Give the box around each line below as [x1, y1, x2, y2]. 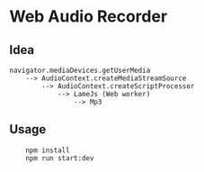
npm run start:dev [25, 153, 94, 163]
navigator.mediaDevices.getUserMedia [9, 66, 151, 75]
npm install [25, 146, 70, 155]
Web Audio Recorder [9, 6, 168, 27]
